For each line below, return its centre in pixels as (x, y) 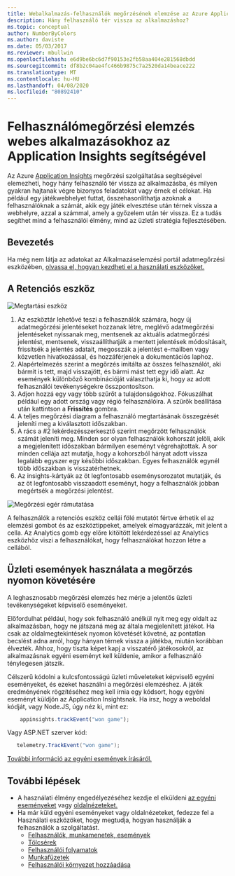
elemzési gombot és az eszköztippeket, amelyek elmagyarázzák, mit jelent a (117, 525)
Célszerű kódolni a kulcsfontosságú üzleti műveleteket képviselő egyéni (111, 676)
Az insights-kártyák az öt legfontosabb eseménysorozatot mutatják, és (119, 475)
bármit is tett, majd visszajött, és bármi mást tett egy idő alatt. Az (111, 371)
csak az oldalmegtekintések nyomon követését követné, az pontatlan (107, 633)
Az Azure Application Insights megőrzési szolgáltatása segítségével (105, 176)
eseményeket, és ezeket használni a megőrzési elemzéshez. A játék (105, 684)
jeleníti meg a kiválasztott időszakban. (72, 423)
